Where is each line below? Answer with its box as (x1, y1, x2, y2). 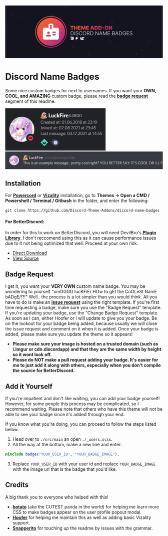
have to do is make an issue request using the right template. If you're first (5, 299, 159, 305)
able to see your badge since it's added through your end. (5, 412, 125, 418)
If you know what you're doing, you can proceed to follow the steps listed (5, 421, 156, 427)
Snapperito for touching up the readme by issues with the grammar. (12, 525, 153, 531)
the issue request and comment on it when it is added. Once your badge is (5, 326, 159, 332)
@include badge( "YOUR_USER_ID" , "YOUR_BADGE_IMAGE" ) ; (5, 452, 120, 457)
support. (12, 519, 30, 525)
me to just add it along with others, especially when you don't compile (12, 362, 161, 369)
